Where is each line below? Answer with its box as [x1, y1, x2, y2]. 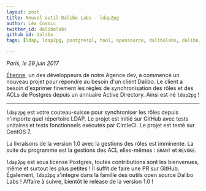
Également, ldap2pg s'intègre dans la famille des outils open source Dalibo [6, 171, 194, 178]
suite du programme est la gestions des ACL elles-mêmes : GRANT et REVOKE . [6, 146, 197, 154]
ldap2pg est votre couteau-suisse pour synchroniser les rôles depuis [6, 108, 179, 116]
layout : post [6, 9, 40, 15]
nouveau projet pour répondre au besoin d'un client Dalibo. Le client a [6, 78, 183, 85]
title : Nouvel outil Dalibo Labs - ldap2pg [6, 15, 120, 21]
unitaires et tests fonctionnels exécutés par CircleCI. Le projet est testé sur [6, 122, 195, 129]
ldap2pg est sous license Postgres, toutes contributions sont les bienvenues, [6, 159, 199, 165]
